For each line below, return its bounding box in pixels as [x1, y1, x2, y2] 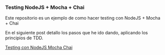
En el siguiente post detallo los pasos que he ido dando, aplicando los [5, 30, 148, 36]
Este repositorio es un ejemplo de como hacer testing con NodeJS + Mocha [5, 15, 161, 21]
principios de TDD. [5, 35, 44, 41]
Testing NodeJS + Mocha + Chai [5, 4, 84, 11]
